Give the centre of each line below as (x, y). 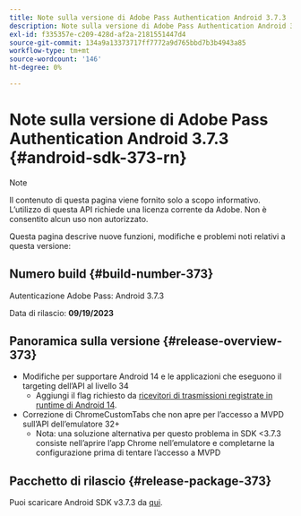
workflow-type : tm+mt (50, 51)
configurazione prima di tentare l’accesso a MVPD (128, 452)
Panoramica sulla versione (85, 341)
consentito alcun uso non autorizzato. (79, 219)
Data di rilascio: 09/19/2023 (62, 313)
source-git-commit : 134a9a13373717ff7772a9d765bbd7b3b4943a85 (128, 43)
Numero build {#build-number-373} (112, 274)
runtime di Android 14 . (76, 405)
